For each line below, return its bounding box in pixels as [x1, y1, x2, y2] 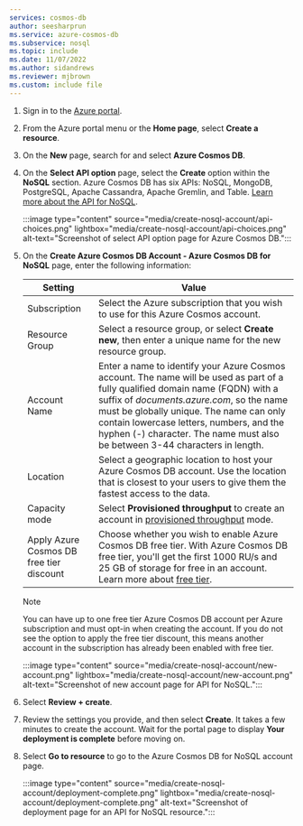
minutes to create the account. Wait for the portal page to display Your [22, 723, 285, 734]
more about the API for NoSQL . [22, 196, 138, 207]
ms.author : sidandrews [9, 64, 95, 73]
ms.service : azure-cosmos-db [9, 30, 119, 39]
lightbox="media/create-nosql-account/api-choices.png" [74, 223, 287, 234]
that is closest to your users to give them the [97, 476, 287, 488]
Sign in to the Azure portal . [22, 105, 123, 116]
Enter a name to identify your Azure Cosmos [97, 359, 286, 372]
